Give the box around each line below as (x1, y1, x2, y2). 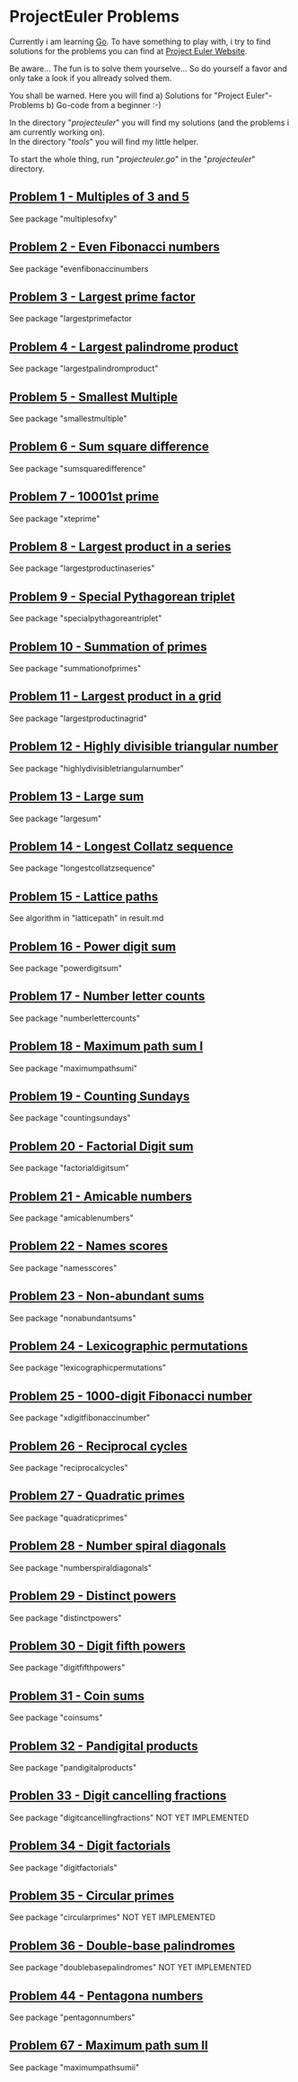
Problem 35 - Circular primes (9, 1888, 175, 1903)
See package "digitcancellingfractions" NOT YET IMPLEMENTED (9, 1812, 250, 1823)
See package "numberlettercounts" (9, 1013, 141, 1023)
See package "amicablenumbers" (9, 1212, 134, 1223)
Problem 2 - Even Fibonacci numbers (9, 239, 220, 255)
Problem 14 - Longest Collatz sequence (9, 839, 233, 854)
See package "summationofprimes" (9, 663, 142, 674)
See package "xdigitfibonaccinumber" (9, 1412, 151, 1423)
